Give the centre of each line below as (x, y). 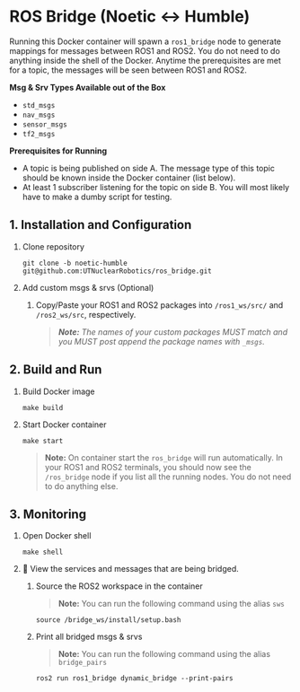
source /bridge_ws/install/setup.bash (108, 620)
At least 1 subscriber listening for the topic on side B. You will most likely (156, 187)
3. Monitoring (48, 514)
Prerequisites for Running (58, 151)
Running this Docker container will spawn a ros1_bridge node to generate (145, 41)
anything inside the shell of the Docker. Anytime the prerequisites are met (145, 60)
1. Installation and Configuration (101, 225)
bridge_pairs (83, 663)
